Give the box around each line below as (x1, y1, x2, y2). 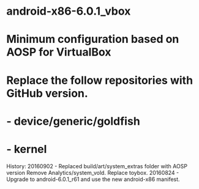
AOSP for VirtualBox (6, 45, 111, 59)
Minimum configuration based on (6, 32, 179, 46)
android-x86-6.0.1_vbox (6, 4, 131, 18)
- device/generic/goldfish (6, 114, 141, 128)
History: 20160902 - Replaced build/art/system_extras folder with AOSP (6, 162, 188, 169)
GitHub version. (6, 86, 89, 100)
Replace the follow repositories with (6, 73, 193, 87)
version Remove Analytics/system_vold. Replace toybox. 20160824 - (6, 169, 179, 176)
